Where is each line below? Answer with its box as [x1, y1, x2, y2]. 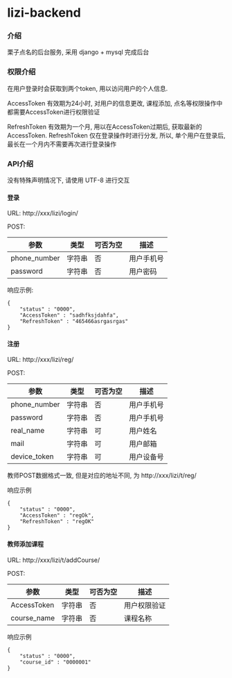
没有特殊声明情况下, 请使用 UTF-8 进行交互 [7, 176, 130, 185]
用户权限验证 [123, 600, 166, 610]
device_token [10, 452, 54, 461]
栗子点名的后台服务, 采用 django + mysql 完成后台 [7, 48, 150, 56]
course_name [10, 613, 55, 622]
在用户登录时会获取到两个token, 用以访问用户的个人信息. [7, 84, 168, 92]
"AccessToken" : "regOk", [19, 512, 95, 519]
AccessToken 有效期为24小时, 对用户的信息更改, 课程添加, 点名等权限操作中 [7, 99, 223, 107]
